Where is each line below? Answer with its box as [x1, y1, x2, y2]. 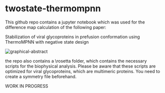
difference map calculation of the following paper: [5, 24, 107, 30]
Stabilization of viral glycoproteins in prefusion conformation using [5, 34, 140, 40]
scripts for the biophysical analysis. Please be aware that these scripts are [5, 63, 156, 69]
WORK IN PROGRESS [5, 83, 48, 89]
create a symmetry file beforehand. [5, 73, 77, 79]
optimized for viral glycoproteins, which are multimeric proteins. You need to [5, 68, 160, 74]
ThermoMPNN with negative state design [5, 39, 89, 45]
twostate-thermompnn [5, 3, 101, 14]
